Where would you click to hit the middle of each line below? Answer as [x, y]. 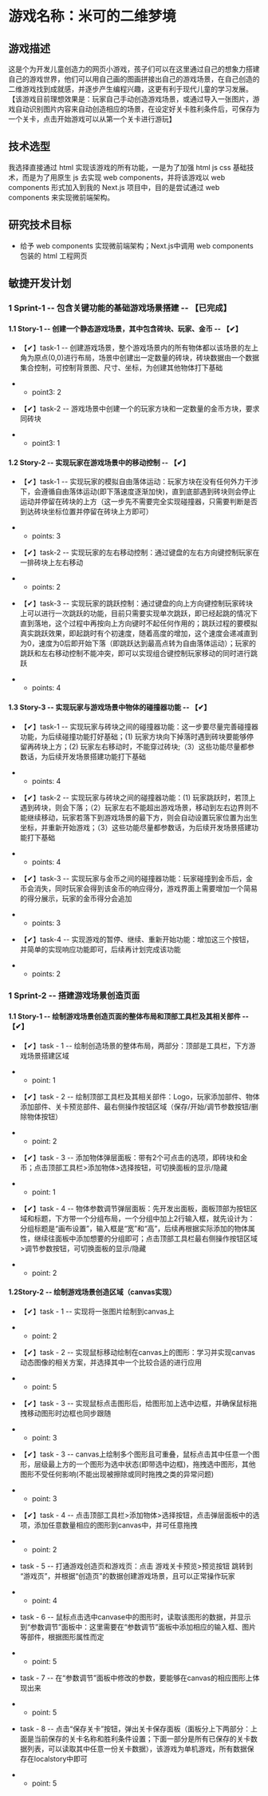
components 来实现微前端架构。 [61, 197]
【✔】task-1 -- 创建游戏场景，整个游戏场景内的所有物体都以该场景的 [132, 348]
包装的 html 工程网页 [53, 256]
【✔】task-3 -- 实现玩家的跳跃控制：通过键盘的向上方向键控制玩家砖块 [136, 603]
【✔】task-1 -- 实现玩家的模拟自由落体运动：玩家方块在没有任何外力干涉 [139, 482]
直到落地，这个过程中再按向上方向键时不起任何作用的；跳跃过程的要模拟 [138, 623]
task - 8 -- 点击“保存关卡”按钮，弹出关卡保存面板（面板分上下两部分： [135, 1728]
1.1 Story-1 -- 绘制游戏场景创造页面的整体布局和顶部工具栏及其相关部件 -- [129, 1016]
